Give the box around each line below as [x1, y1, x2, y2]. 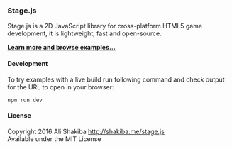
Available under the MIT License [7, 134, 101, 143]
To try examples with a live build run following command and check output [7, 75, 225, 84]
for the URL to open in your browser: [7, 82, 114, 91]
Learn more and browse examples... [7, 43, 116, 52]
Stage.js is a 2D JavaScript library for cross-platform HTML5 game [7, 22, 203, 31]
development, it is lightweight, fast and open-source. [7, 29, 162, 38]
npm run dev [7, 96, 43, 104]
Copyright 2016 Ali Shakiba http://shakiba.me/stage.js [7, 127, 165, 136]
